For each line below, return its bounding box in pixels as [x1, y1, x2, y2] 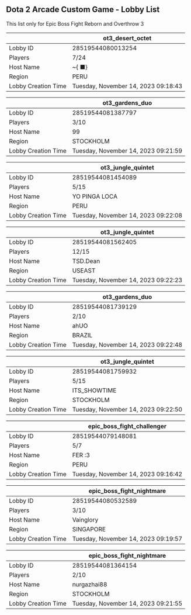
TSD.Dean [72, 257, 100, 265]
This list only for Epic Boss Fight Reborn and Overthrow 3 [6, 20, 144, 27]
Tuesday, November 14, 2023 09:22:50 [72, 405, 183, 413]
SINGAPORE [72, 525, 106, 533]
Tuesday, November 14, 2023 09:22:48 [72, 340, 183, 348]
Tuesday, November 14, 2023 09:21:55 [72, 599, 183, 607]
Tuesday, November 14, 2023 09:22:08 [72, 211, 183, 219]
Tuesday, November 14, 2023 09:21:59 [72, 146, 183, 154]
